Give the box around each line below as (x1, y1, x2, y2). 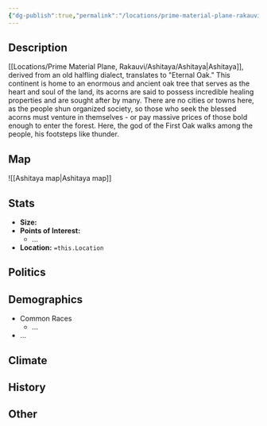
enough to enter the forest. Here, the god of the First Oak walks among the (8, 121, 253, 131)
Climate (8, 354, 48, 367)
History (8, 381, 46, 394)
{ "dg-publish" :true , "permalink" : (8, 11, 119, 20)
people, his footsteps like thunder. (8, 129, 119, 139)
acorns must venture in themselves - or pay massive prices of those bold (8, 113, 248, 122)
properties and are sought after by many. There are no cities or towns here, (8, 96, 254, 106)
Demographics (8, 293, 83, 306)
